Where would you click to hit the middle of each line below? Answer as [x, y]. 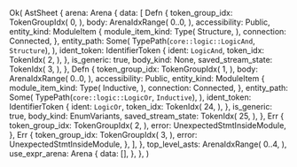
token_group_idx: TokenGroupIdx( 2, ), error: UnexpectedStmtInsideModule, [148, 125]
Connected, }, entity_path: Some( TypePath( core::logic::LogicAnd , [132, 41]
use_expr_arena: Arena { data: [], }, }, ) [79, 153]
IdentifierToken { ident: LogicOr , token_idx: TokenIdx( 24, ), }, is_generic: [141, 106]
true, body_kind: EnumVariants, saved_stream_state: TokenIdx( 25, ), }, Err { [147, 116]
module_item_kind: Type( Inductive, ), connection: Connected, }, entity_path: [148, 88]
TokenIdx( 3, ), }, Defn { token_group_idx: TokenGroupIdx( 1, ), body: [134, 69]
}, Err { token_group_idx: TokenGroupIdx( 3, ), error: [103, 135]
